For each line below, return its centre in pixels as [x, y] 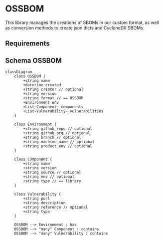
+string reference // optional [56, 208]
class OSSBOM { [30, 76]
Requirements [27, 44]
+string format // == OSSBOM [53, 98]
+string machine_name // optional [59, 142]
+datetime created [42, 85]
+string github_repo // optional [58, 129]
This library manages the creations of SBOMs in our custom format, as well [82, 22]
